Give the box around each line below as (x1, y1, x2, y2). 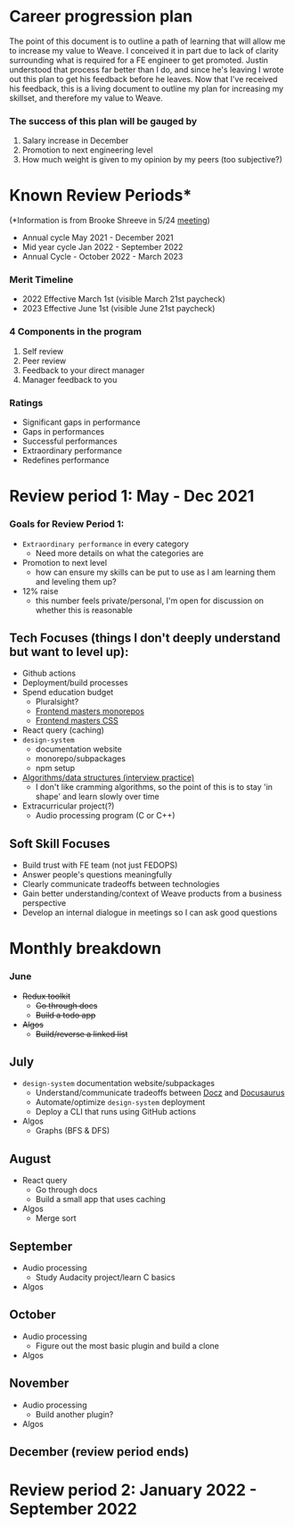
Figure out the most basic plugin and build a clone (35, 1340, 220, 1351)
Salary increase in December (21, 136, 129, 146)
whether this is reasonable (35, 604, 134, 615)
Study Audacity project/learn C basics (35, 1272, 176, 1282)
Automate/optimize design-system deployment (35, 1097, 206, 1108)
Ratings (9, 396, 44, 409)
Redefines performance (21, 455, 110, 466)
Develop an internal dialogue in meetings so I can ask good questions (21, 908, 278, 918)
